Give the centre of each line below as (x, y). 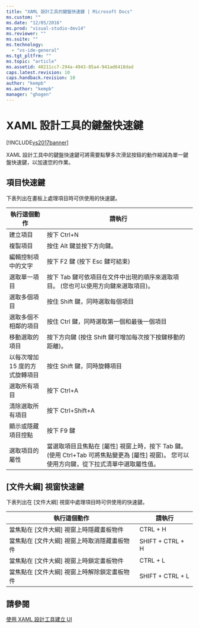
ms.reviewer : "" (26, 34)
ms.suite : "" (22, 39)
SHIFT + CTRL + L (164, 576)
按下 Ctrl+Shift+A (71, 410)
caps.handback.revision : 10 (41, 78)
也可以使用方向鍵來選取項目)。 (111, 286)
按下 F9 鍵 (61, 430)
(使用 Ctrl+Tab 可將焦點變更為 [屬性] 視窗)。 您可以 (118, 455)
